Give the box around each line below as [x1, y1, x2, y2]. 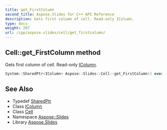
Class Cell [12, 108, 33, 114]
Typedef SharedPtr [12, 98, 52, 104]
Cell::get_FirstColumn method [5, 48, 101, 57]
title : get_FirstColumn [5, 7, 55, 12]
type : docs [5, 21, 28, 26]
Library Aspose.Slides [12, 119, 58, 125]
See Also [5, 85, 33, 93]
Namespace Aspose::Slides [12, 114, 69, 120]
